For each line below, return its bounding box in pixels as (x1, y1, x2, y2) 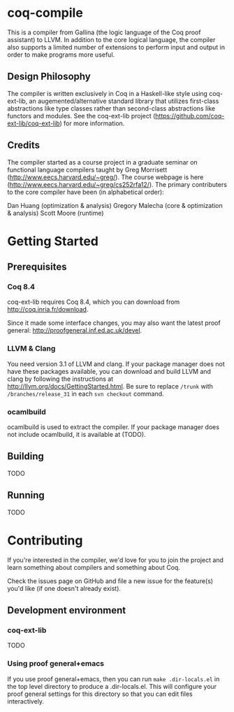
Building (7, 450, 44, 463)
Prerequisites (7, 261, 67, 273)
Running (7, 489, 45, 501)
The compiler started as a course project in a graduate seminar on (7, 158, 198, 166)
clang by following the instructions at (7, 375, 114, 383)
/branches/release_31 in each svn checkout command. (7, 389, 164, 398)
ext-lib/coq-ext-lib (7, 119, 61, 127)
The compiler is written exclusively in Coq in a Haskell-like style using (7, 89, 208, 97)
